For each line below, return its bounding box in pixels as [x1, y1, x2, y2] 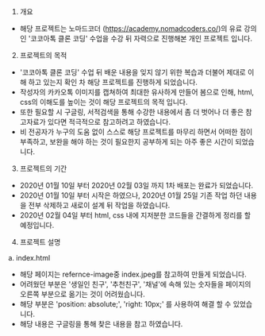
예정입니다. [19, 221, 55, 230]
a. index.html [8, 253, 51, 262]
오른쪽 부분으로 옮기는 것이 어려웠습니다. [19, 289, 145, 299]
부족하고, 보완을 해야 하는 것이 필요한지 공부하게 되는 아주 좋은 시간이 [19, 137, 234, 146]
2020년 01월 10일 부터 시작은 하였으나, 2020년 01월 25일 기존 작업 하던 [19, 191, 243, 200]
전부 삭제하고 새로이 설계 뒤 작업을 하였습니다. [28, 201, 171, 210]
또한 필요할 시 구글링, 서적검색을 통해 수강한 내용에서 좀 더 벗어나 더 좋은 [19, 107, 244, 117]
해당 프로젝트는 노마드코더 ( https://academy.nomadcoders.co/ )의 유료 [19, 24, 243, 33]
